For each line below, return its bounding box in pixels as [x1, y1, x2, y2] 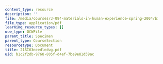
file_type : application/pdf [5, 20, 62, 26]
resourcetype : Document [5, 43, 53, 48]
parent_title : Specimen [5, 34, 53, 39]
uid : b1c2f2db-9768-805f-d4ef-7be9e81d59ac [5, 51, 95, 57]
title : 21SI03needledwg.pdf [5, 47, 62, 52]
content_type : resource [5, 7, 53, 12]
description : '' [5, 12, 38, 16]
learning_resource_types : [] [5, 25, 64, 30]
